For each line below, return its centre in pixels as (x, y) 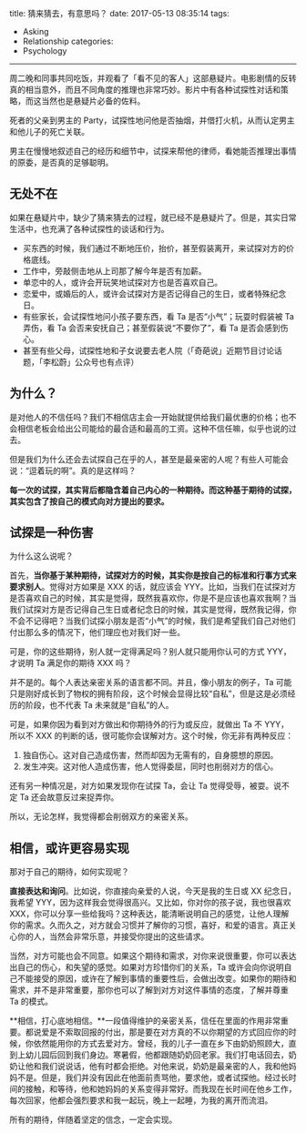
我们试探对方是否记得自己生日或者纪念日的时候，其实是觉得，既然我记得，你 (153, 610)
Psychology (45, 51)
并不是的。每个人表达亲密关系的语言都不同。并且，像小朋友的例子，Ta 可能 (151, 683)
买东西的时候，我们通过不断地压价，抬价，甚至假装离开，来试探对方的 (154, 248)
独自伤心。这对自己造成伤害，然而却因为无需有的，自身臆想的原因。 (150, 755)
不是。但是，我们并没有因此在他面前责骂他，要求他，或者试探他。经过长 (153, 1077)
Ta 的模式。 (31, 1001)
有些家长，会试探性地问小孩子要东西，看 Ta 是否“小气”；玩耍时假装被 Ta (158, 316)
